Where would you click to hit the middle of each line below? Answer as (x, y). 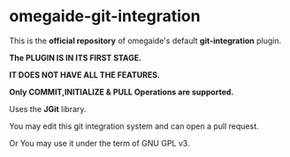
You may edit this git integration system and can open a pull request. (134, 126)
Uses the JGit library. (48, 108)
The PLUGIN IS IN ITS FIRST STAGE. (76, 57)
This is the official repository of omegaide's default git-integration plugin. (145, 41)
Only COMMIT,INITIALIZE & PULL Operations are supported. (122, 92)
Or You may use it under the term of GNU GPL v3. (99, 143)
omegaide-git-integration (105, 16)
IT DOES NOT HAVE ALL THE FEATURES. (85, 75)
